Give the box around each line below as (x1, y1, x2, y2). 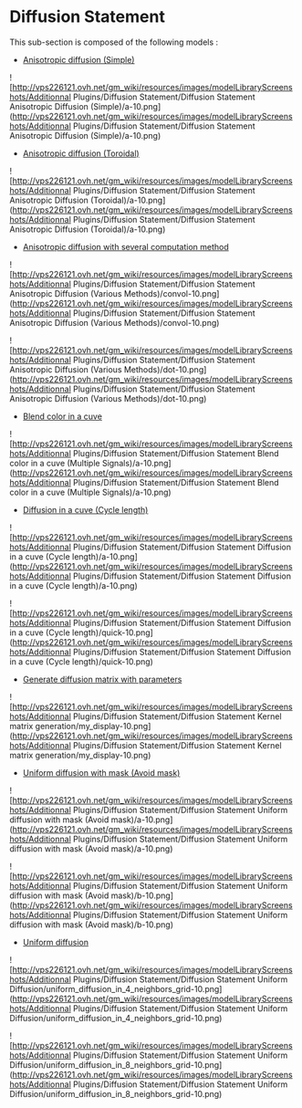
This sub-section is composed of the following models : (9, 37, 219, 47)
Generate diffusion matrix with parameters (22, 674, 182, 685)
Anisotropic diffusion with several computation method (22, 241, 230, 252)
